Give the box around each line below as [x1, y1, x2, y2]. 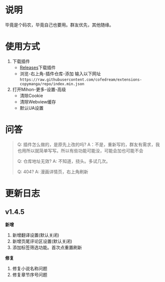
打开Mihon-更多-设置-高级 [12, 86, 66, 92]
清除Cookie [19, 93, 43, 98]
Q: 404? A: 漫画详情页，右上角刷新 [17, 169, 89, 175]
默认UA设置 [19, 105, 44, 111]
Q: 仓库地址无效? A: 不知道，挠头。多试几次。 [17, 158, 110, 164]
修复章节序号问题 [12, 272, 48, 278]
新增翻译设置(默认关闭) [12, 232, 59, 238]
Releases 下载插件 [19, 64, 56, 70]
